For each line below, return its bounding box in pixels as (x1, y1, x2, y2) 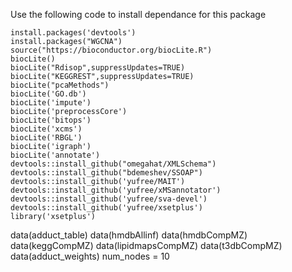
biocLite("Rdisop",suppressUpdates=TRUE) (10, 63, 186, 73)
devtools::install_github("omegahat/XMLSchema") (10, 159, 217, 169)
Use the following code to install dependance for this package (10, 9, 267, 20)
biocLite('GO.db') (10, 89, 87, 99)
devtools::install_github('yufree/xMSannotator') (10, 185, 222, 195)
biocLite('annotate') (10, 150, 101, 160)
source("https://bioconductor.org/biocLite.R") (10, 45, 213, 55)
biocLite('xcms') (10, 124, 83, 134)
